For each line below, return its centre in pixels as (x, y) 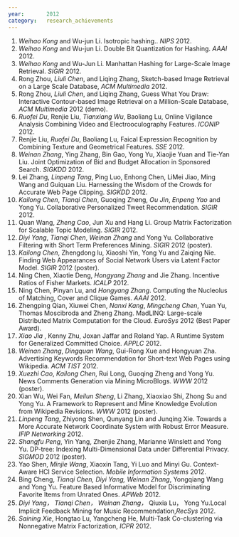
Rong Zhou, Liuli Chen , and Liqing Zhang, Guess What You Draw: (113, 94)
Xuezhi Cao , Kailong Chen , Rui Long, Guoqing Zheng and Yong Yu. (116, 373)
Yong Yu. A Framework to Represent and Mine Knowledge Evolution (118, 403)
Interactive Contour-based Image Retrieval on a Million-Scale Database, (123, 101)
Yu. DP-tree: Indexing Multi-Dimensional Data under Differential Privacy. (124, 449)
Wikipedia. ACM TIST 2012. (58, 366)
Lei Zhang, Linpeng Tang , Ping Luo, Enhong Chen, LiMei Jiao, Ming (117, 177)
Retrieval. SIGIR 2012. (50, 71)
